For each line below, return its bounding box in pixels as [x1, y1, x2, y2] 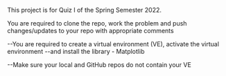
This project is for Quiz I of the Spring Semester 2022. [7, 6, 162, 14]
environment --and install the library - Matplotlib [7, 48, 145, 55]
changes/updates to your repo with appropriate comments [7, 27, 175, 35]
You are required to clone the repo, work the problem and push [7, 19, 187, 27]
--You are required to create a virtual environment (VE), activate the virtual [7, 40, 220, 48]
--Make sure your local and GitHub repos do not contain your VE [7, 61, 192, 68]
